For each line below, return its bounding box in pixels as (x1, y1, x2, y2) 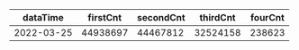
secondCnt (136, 12, 186, 23)
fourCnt (250, 12, 285, 23)
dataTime (22, 12, 65, 23)
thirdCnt (199, 12, 236, 23)
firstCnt (87, 12, 122, 23)
